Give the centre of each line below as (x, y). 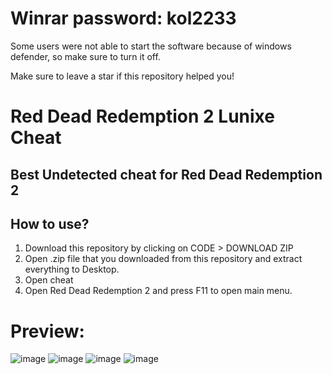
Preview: (47, 331)
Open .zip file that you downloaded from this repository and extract (163, 259)
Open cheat (49, 280)
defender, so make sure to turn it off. (85, 56)
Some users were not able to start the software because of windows (151, 46)
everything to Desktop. (72, 269)
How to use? (50, 223)
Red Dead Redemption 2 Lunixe (142, 116)
